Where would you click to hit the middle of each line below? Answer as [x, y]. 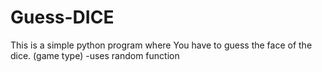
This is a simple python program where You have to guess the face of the [161, 45]
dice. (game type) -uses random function [95, 55]
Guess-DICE [62, 17]
